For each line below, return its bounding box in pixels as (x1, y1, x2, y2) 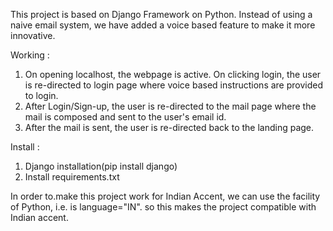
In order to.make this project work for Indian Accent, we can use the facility (10, 190, 321, 202)
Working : (10, 49, 50, 61)
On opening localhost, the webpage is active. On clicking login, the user (24, 69, 322, 80)
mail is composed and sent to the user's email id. (24, 111, 227, 123)
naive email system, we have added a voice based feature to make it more (10, 19, 316, 31)
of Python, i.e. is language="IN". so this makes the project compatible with (10, 201, 317, 213)
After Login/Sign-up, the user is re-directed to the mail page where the (24, 100, 317, 112)
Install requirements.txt (24, 171, 120, 183)
